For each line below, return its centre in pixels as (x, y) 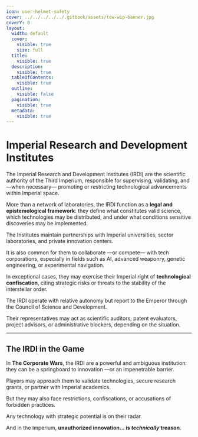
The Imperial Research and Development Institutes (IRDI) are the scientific (96, 174)
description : (27, 67)
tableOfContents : (33, 77)
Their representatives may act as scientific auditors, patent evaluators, (92, 318)
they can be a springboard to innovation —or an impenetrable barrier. (90, 369)
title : (19, 56)
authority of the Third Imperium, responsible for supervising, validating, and (98, 180)
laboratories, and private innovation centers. (60, 241)
